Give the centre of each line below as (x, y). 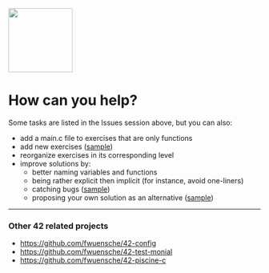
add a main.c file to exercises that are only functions (106, 138)
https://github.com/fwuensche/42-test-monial (96, 252)
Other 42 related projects (58, 226)
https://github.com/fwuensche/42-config (88, 243)
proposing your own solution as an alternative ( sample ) (122, 197)
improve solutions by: (55, 163)
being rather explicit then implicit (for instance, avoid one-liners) (138, 180)
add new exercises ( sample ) (66, 147)
